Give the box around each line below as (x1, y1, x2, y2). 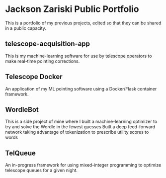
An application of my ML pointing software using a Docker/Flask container (5, 86, 157, 91)
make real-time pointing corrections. (5, 58, 80, 64)
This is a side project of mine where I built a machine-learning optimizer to (5, 118, 158, 125)
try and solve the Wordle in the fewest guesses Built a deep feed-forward (5, 124, 156, 130)
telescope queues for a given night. (5, 168, 78, 174)
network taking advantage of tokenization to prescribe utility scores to (5, 129, 149, 135)
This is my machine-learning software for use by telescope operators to (5, 53, 152, 59)
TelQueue (5, 149, 36, 157)
